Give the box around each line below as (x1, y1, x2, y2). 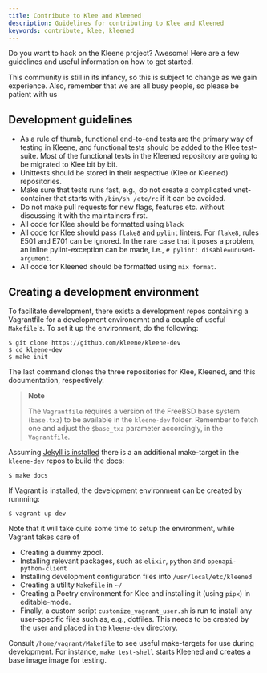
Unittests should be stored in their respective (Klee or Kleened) (19, 168, 229, 178)
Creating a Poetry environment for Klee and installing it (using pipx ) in (19, 589, 251, 598)
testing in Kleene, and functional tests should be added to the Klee (19, 143, 241, 152)
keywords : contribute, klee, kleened (8, 26, 135, 34)
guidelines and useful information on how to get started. (8, 57, 194, 66)
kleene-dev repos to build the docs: (8, 456, 125, 465)
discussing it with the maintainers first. (19, 211, 148, 220)
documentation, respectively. (8, 376, 104, 385)
